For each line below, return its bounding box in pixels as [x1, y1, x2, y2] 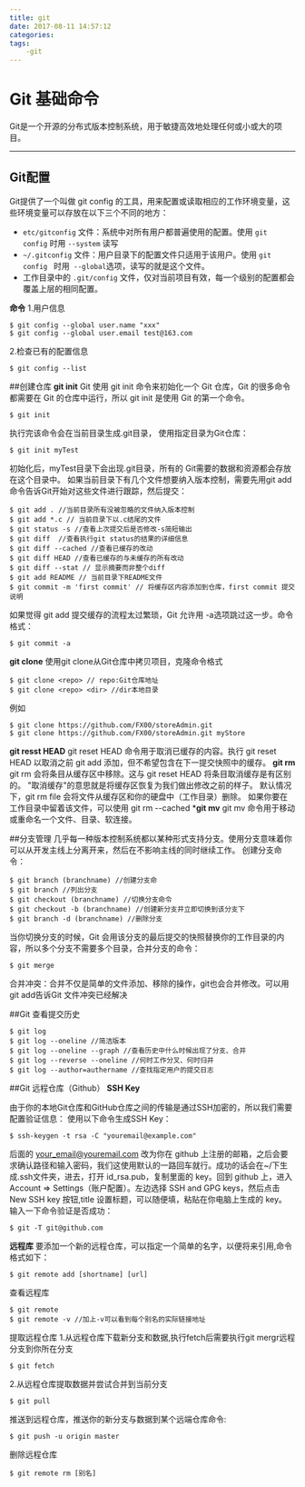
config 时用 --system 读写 [22, 237, 119, 248]
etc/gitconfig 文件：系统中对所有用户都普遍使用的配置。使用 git [22, 226, 268, 237]
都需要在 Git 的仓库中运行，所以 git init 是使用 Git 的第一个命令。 [9, 392, 250, 403]
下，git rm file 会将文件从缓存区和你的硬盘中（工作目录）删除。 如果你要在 [9, 791, 289, 802]
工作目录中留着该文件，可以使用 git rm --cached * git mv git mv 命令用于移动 [9, 802, 296, 813]
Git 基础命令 [9, 89, 100, 110]
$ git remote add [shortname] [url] [9, 1270, 148, 1279]
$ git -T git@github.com [9, 1223, 103, 1233]
